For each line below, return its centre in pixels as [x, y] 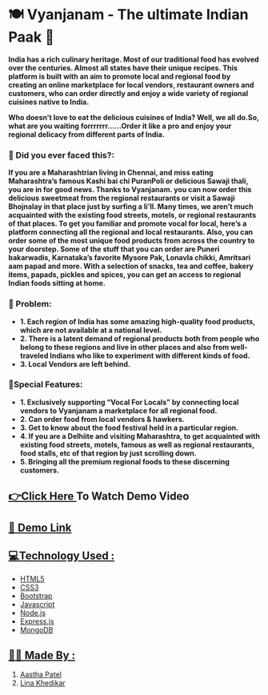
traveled [34, 356]
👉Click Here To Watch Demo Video [99, 496]
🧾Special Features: [46, 384]
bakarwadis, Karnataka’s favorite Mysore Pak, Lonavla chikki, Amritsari [130, 258]
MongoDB [36, 630]
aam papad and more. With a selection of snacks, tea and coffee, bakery [131, 266]
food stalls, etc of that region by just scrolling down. [108, 453]
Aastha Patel [41, 675]
